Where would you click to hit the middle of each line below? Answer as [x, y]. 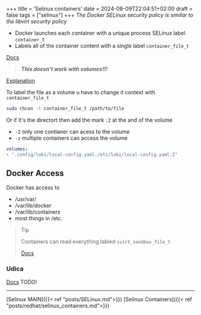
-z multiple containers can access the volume [71, 138]
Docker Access [35, 173]
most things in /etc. [39, 218]
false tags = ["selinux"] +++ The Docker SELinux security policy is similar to [100, 15]
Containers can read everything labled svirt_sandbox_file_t [95, 242]
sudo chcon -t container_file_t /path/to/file [65, 109]
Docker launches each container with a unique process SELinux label [100, 33]
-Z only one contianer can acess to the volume [72, 131]
